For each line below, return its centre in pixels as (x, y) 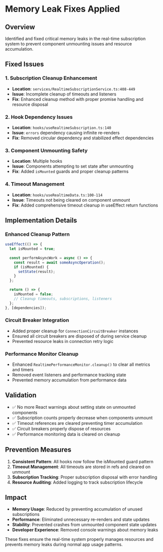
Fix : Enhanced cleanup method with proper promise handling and (78, 99)
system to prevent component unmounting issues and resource (69, 44)
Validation (21, 395)
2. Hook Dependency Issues (39, 117)
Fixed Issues (25, 64)
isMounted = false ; (34, 294)
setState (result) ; (36, 271)
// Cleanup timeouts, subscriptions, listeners (63, 299)
